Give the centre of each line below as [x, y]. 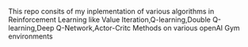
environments [31, 36]
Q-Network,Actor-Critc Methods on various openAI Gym [148, 28]
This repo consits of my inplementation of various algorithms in [111, 11]
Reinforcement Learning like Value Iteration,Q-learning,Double [110, 20]
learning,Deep [31, 28]
